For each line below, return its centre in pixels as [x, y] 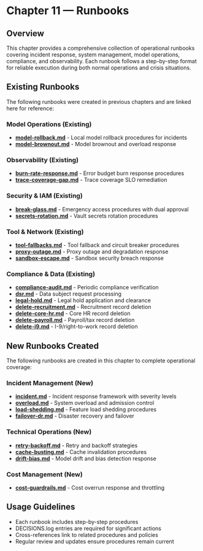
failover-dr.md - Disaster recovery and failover [75, 416]
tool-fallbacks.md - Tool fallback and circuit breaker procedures [97, 245]
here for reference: [30, 108]
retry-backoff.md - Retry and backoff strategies [76, 445]
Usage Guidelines [41, 507]
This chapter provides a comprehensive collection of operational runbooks [101, 48]
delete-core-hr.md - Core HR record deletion [73, 313]
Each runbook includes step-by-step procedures [77, 522]
